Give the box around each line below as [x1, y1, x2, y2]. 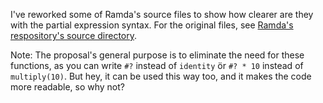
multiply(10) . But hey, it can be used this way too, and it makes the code [10, 70, 312, 82]
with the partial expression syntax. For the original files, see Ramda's [10, 19, 294, 31]
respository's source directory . [10, 30, 138, 41]
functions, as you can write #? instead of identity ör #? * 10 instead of [10, 60, 304, 71]
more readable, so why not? [10, 81, 125, 93]
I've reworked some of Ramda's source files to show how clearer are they [10, 9, 314, 20]
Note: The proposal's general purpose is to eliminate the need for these [10, 49, 305, 61]
